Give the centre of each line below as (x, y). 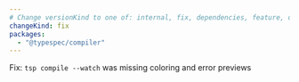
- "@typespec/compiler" (61, 42)
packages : (28, 34)
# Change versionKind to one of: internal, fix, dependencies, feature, (147, 17)
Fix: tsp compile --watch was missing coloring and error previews (130, 68)
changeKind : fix (39, 26)
